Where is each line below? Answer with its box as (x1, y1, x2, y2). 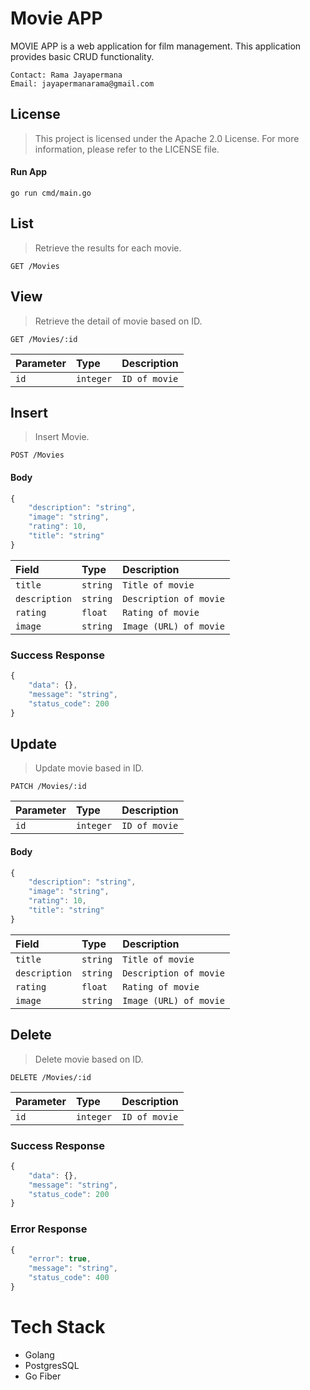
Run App (10, 166, 48, 178)
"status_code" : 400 (28, 1273, 110, 1283)
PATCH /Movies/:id (10, 782, 87, 792)
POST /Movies (10, 450, 65, 461)
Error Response (10, 1222, 88, 1236)
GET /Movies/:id (10, 334, 78, 344)
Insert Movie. (34, 431, 90, 443)
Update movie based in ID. (34, 762, 145, 774)
